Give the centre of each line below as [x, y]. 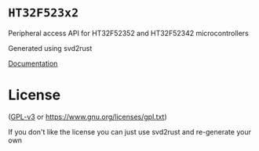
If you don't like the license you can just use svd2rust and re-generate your [129, 131]
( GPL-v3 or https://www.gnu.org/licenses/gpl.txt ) [88, 117]
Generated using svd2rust [50, 48]
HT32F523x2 [44, 13]
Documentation [33, 63]
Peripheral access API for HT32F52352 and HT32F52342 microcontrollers [128, 33]
